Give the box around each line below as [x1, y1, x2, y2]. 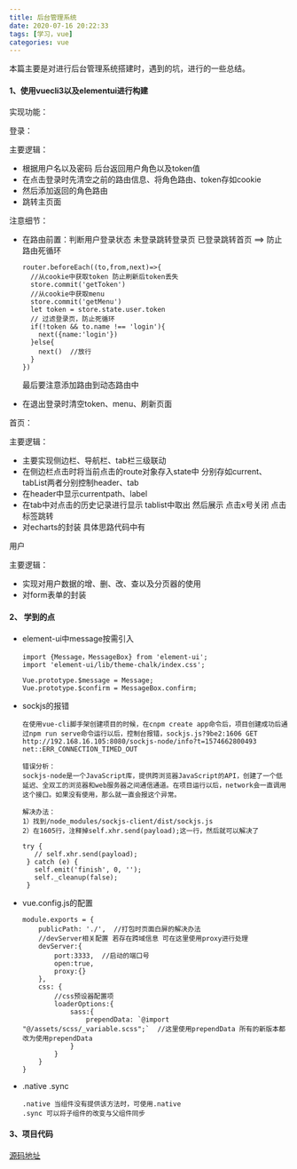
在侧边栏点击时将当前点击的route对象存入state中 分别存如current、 [21, 466, 268, 477]
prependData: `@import [85, 1014, 170, 1024]
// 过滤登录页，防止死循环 [30, 314, 115, 324]
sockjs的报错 [21, 700, 70, 711]
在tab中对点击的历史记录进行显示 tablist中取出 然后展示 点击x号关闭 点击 [21, 499, 287, 511]
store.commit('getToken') [30, 281, 126, 290]
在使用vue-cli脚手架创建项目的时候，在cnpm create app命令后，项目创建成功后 [21, 720, 282, 728]
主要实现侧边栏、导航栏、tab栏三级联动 [21, 455, 167, 466]
